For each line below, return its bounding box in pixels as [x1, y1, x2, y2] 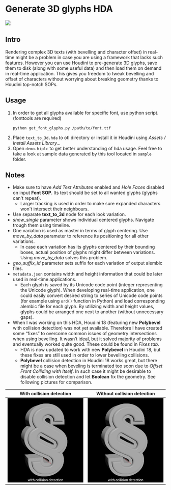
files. [12, 265, 23, 271]
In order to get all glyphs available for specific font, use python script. [12, 110, 159, 116]
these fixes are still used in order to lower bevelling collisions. [20, 352, 149, 358]
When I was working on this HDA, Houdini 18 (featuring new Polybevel [12, 319, 161, 326]
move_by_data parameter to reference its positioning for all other [12, 233, 149, 239]
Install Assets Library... [12, 140, 61, 146]
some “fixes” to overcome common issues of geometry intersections [12, 331, 157, 337]
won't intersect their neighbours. [20, 206, 89, 212]
